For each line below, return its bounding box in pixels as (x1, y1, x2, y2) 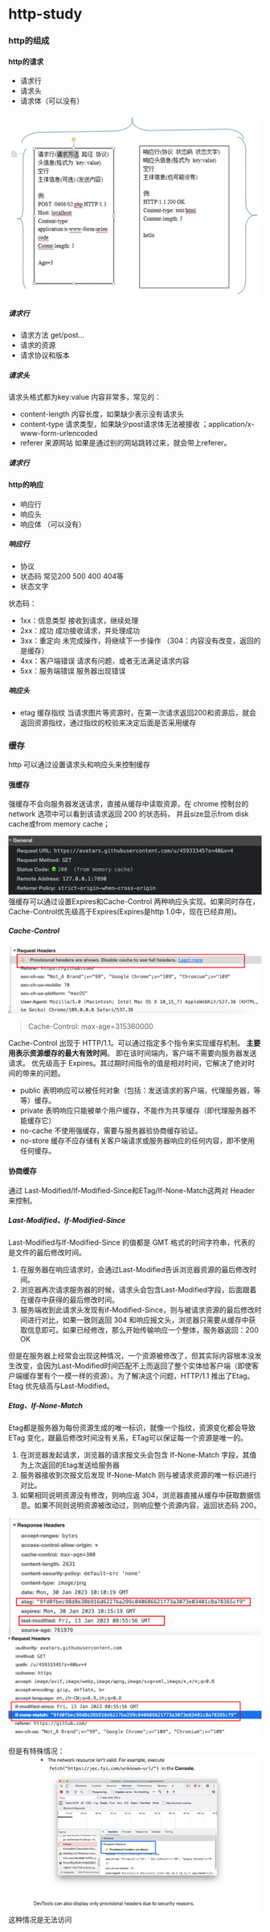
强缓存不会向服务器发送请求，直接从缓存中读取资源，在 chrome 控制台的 (8, 799, 249, 809)
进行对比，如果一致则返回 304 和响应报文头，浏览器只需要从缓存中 (27, 1315, 249, 1325)
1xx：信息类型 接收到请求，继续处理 (19, 616, 139, 625)
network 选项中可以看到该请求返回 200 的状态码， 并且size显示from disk (8, 809, 249, 819)
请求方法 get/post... (19, 330, 85, 340)
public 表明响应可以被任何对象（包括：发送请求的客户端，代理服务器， (19, 1085, 254, 1096)
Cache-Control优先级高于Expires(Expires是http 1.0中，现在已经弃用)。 (8, 907, 241, 917)
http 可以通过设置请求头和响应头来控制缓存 (8, 760, 150, 769)
